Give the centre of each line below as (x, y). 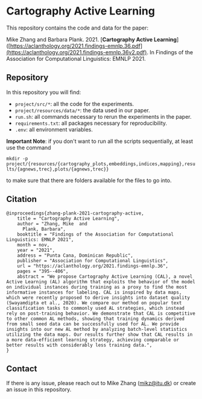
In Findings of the (172, 52)
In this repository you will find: (44, 92)
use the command (29, 147)
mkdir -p (17, 159)
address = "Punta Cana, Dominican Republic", (75, 255)
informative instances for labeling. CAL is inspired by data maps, (94, 292)
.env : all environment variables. (54, 129)
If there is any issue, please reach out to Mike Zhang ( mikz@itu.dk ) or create (101, 383)
